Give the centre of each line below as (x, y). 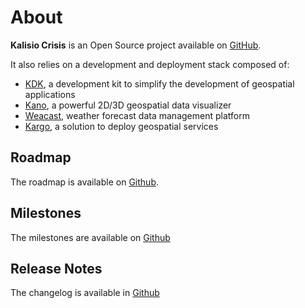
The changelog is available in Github (85, 293)
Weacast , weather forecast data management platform (137, 115)
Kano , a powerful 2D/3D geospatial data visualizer (128, 105)
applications (50, 94)
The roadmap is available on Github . (84, 182)
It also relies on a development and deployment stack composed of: (150, 64)
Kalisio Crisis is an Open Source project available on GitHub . (136, 45)
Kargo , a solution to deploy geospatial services (121, 126)
